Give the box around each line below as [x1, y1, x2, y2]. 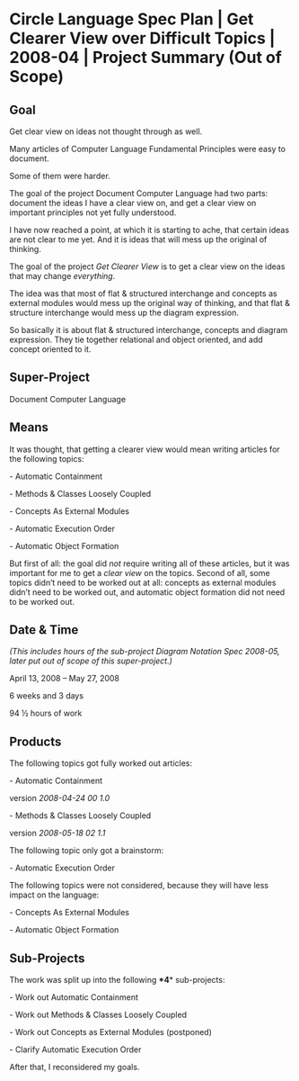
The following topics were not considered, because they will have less [9, 880, 269, 891]
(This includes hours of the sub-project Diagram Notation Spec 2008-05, [9, 646, 280, 657]
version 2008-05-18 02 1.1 [9, 828, 106, 839]
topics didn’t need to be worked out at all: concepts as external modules [9, 577, 277, 588]
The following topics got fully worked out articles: [9, 758, 193, 769]
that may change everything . [9, 271, 116, 281]
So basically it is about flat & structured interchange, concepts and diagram [9, 325, 288, 335]
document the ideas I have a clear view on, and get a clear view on [9, 198, 257, 208]
